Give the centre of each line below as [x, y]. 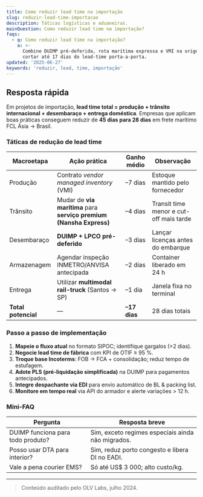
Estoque [163, 175]
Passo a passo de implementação [56, 333]
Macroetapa [30, 161]
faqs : [13, 34]
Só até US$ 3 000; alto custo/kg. [137, 467]
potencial [23, 315]
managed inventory [85, 183]
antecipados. [31, 378]
